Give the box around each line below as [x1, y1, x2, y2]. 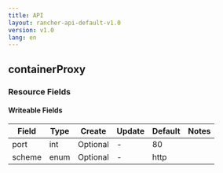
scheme [12, 151, 42, 162]
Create [80, 125, 107, 136]
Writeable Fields [8, 105, 63, 115]
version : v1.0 [8, 26, 55, 34]
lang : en [8, 33, 37, 42]
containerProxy [8, 62, 86, 75]
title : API [8, 11, 44, 20]
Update [116, 125, 145, 136]
